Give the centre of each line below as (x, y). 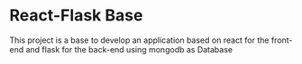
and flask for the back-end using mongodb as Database (129, 49)
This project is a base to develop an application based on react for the (139, 40)
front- (282, 40)
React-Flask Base (76, 16)
